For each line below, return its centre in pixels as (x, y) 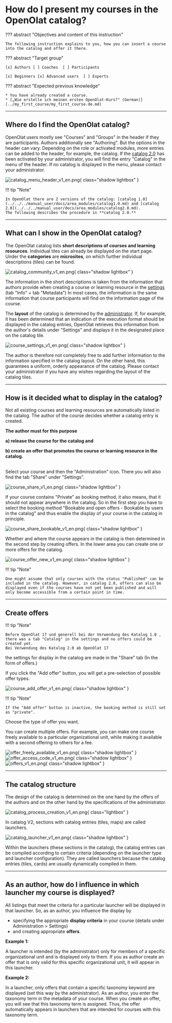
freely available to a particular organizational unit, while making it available (84, 737)
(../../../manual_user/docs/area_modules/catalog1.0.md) (67, 204)
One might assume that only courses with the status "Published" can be (84, 579)
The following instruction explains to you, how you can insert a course (86, 44)
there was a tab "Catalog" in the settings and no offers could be (79, 639)
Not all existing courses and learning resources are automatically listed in (82, 410)
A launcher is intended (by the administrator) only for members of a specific (85, 951)
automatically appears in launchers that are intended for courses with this (83, 1009)
